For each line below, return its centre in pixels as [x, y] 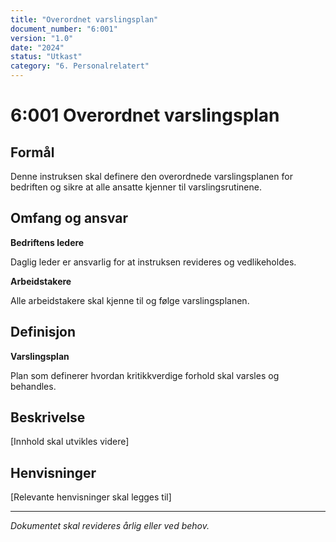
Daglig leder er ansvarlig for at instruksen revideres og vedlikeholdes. [153, 262]
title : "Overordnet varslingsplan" [84, 19]
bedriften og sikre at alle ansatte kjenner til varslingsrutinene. [136, 187]
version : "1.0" [42, 38]
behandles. [33, 386]
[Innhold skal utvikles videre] [70, 442]
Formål [32, 152]
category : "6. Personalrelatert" [80, 66]
